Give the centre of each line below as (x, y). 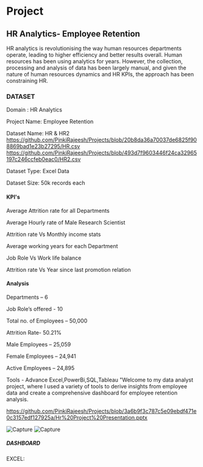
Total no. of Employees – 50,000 (47, 321)
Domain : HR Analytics (34, 110)
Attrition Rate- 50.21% (34, 332)
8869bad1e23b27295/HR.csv (43, 146)
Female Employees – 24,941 (41, 356)
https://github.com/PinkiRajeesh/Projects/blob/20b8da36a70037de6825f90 (101, 140)
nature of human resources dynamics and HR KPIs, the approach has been (100, 74)
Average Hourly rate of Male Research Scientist (66, 222)
